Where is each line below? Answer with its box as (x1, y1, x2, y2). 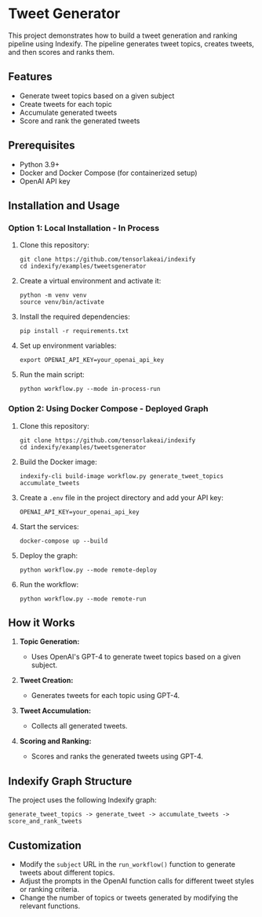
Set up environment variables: (19, 341, 117, 350)
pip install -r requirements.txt (19, 327, 129, 335)
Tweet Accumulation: (19, 706, 92, 715)
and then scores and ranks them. (8, 47, 115, 57)
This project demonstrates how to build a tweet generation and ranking (8, 31, 238, 40)
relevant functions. (19, 901, 81, 911)
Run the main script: (19, 370, 85, 379)
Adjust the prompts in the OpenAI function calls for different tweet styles (19, 876, 255, 886)
